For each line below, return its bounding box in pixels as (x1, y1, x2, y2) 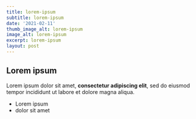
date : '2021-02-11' (6, 20, 56, 26)
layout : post (6, 43, 40, 49)
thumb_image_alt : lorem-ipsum (6, 26, 83, 32)
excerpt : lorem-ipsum (6, 37, 61, 43)
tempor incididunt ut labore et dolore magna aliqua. (6, 88, 135, 95)
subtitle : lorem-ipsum (6, 15, 64, 21)
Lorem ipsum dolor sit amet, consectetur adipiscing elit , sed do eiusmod (6, 82, 191, 89)
